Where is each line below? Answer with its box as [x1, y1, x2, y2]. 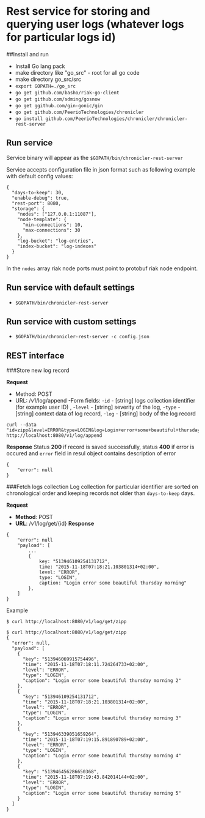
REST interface [6, 350, 65, 361]
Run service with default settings [6, 282, 135, 293]
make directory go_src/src [15, 75, 81, 83]
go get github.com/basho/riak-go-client [15, 89, 120, 96]
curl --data [6, 422, 37, 428]
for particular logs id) [6, 31, 116, 44]
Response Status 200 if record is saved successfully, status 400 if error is [6, 443, 195, 451]
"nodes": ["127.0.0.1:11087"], [17, 211, 97, 217]
